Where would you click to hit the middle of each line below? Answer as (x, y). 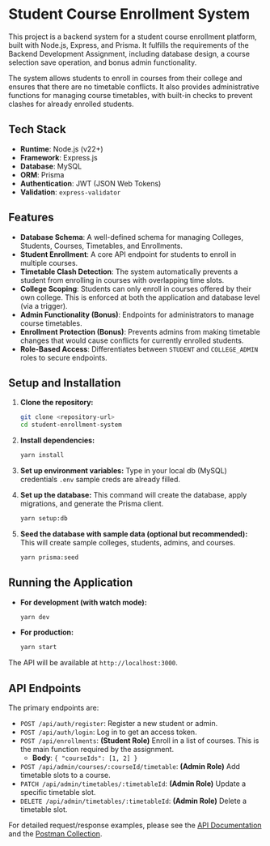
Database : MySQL (51, 166)
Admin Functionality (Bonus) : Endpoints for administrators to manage (137, 314)
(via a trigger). (44, 305)
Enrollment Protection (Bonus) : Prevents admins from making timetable (140, 331)
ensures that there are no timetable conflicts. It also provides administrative (134, 87)
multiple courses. (49, 263)
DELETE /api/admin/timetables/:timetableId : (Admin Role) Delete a (133, 801)
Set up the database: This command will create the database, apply (133, 495)
